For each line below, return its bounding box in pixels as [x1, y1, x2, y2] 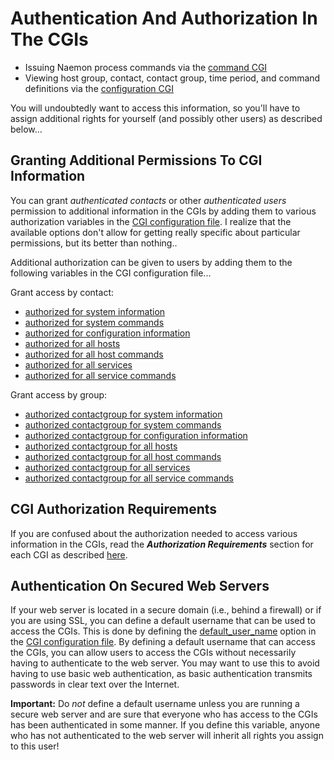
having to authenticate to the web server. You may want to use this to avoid [10, 657, 320, 669]
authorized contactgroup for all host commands [24, 450, 222, 462]
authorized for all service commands [24, 369, 177, 381]
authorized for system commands [24, 316, 165, 328]
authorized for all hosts [24, 337, 121, 349]
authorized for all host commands [24, 348, 164, 360]
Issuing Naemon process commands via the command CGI [24, 61, 268, 73]
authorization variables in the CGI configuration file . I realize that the [10, 215, 292, 227]
